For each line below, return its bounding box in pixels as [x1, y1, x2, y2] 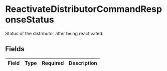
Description [68, 60, 98, 67]
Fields [5, 45, 25, 53]
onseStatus [5, 14, 54, 25]
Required [42, 60, 64, 67]
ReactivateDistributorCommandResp [5, 3, 162, 15]
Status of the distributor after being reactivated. [5, 30, 104, 36]
